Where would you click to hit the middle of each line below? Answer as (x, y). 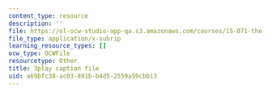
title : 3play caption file (54, 69)
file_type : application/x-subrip (65, 38)
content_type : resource (49, 16)
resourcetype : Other (43, 61)
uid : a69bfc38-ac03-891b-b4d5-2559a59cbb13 (83, 76)
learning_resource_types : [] (57, 46)
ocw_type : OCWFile (39, 53)
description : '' (36, 23)
